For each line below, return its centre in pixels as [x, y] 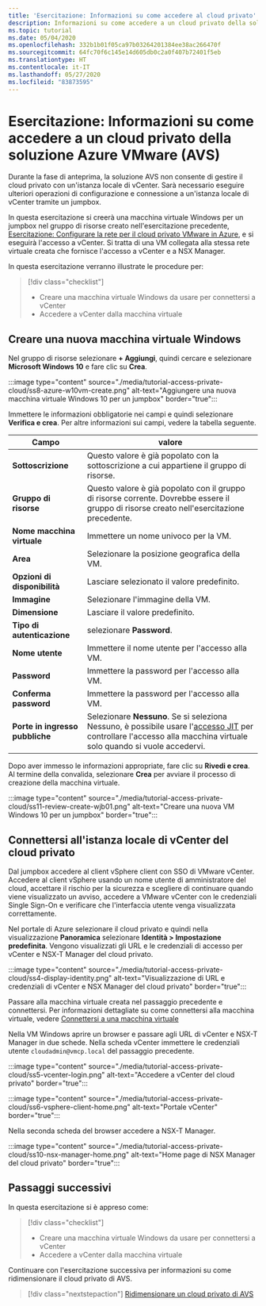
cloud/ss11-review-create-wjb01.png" [69, 807]
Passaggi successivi [60, 1188]
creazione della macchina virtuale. [64, 783]
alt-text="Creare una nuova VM [183, 807]
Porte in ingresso [45, 727]
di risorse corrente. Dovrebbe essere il [158, 498]
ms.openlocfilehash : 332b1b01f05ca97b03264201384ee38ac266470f [115, 45]
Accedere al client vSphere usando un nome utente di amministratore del [127, 880]
